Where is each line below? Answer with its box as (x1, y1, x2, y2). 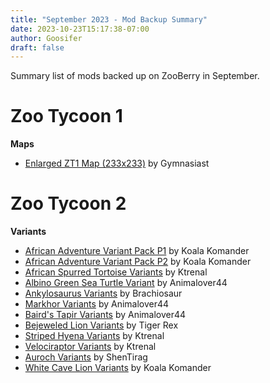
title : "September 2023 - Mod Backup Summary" (10, 14, 208, 25)
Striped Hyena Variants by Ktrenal (24, 330, 165, 342)
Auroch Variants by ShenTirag (24, 351, 148, 363)
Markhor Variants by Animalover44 (24, 298, 170, 310)
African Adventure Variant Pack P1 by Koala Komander (24, 245, 250, 257)
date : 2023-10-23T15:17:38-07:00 (10, 24, 150, 34)
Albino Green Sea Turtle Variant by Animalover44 (24, 277, 228, 289)
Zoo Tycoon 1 (10, 105, 123, 128)
